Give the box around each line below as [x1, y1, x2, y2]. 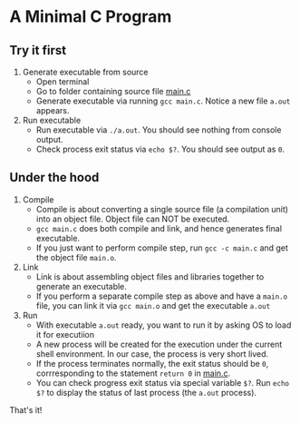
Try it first [9, 43, 66, 58]
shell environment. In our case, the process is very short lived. [35, 348, 269, 359]
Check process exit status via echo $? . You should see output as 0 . [35, 143, 285, 154]
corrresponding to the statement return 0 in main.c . [35, 368, 231, 379]
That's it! [9, 404, 43, 415]
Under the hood [9, 170, 100, 185]
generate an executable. [35, 280, 127, 291]
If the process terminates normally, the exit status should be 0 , [35, 358, 269, 369]
